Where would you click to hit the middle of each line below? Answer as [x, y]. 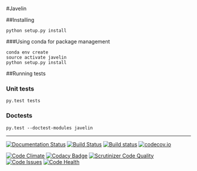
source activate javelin [36, 58]
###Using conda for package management [58, 41]
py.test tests [23, 101]
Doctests [19, 116]
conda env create [27, 52]
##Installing [20, 20]
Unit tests [20, 89]
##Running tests [26, 73]
